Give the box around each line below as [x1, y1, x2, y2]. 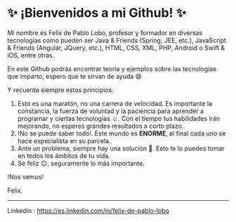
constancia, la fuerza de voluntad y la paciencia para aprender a [17, 107, 204, 115]
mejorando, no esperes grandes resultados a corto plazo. [17, 122, 184, 130]
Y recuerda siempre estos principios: [7, 86, 114, 94]
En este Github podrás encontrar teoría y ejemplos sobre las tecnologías [7, 65, 216, 73]
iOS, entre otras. [7, 51, 55, 59]
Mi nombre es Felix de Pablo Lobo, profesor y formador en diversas [7, 28, 203, 37]
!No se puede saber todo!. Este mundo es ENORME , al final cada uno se [17, 129, 226, 138]
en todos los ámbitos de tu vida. [17, 151, 110, 159]
